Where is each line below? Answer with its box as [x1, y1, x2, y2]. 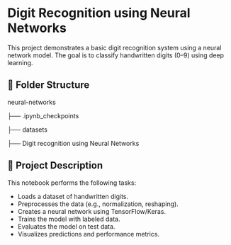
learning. [7, 58, 33, 67]
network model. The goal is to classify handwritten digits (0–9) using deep [7, 51, 225, 59]
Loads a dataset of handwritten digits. [17, 192, 129, 200]
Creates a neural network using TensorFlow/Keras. [17, 207, 167, 215]
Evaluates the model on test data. [17, 222, 115, 231]
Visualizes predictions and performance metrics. [17, 229, 160, 238]
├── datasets [7, 125, 48, 134]
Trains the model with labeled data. [17, 215, 120, 223]
